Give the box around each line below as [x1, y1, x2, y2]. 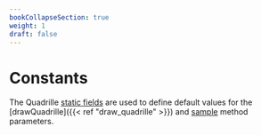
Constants [9, 67, 88, 88]
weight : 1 [9, 21, 46, 30]
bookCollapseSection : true [9, 12, 110, 22]
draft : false [9, 29, 58, 38]
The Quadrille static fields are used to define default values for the [9, 97, 253, 107]
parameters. [9, 116, 54, 127]
